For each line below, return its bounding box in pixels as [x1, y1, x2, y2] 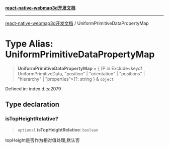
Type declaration [5, 100, 59, 109]
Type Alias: [5, 38, 54, 50]
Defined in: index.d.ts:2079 [5, 85, 61, 92]
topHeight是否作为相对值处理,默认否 [5, 137, 80, 143]
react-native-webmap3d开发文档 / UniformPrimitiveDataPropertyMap [5, 20, 149, 26]
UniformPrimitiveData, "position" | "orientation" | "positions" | [17, 70, 145, 77]
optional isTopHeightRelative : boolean [17, 126, 99, 132]
